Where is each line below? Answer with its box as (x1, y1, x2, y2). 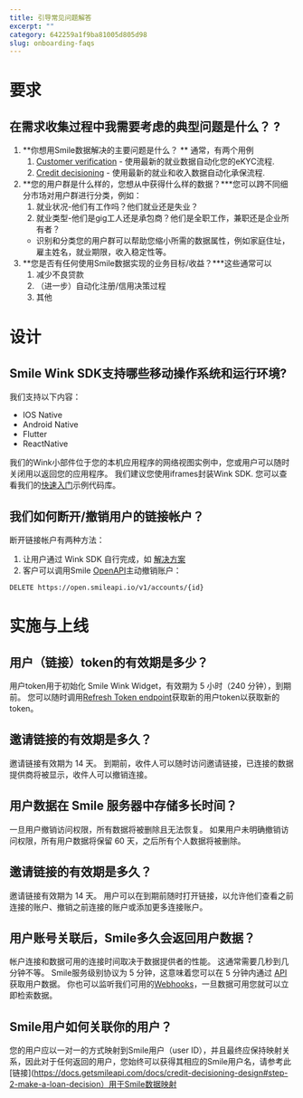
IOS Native (22, 409, 63, 421)
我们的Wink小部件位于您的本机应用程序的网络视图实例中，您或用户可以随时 (9, 457, 290, 468)
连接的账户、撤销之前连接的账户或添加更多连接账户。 (9, 902, 208, 912)
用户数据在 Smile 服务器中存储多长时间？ (9, 798, 238, 814)
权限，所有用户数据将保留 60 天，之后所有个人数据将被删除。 (16, 835, 246, 846)
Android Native (22, 419, 79, 430)
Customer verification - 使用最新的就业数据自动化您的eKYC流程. (35, 156, 275, 167)
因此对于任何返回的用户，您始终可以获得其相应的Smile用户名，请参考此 (24, 1056, 292, 1067)
